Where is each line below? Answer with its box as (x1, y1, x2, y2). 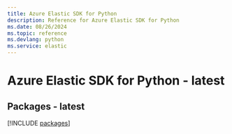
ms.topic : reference (7, 29, 68, 37)
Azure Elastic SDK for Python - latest (7, 73, 225, 89)
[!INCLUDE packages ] (7, 119, 71, 127)
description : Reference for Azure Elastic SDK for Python (7, 17, 180, 24)
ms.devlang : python (7, 36, 64, 43)
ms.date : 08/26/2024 (7, 23, 68, 30)
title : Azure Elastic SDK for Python (7, 10, 117, 17)
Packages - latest (7, 100, 85, 112)
